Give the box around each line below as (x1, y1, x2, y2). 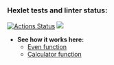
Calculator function (27, 50, 82, 59)
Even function (27, 43, 67, 51)
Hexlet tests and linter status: (7, 6, 108, 15)
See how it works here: (16, 35, 84, 44)
